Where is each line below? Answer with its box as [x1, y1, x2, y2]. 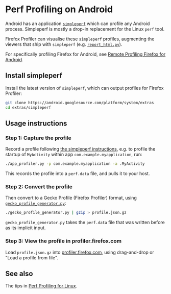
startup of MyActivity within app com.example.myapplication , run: [5, 152, 142, 158]
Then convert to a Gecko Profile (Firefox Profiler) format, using [5, 195, 137, 201]
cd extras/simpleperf [5, 105, 52, 110]
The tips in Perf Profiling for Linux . [5, 283, 78, 289]
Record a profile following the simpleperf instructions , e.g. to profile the [5, 146, 156, 152]
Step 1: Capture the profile [5, 134, 71, 141]
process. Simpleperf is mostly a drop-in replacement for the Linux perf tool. [5, 26, 165, 32]
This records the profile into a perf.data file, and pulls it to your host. [5, 170, 150, 177]
